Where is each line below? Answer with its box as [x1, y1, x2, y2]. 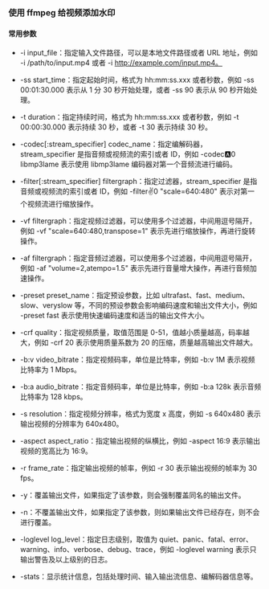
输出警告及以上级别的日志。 [19, 554, 112, 564]
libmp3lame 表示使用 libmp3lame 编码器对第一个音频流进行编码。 [19, 159, 237, 170]
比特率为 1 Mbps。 [19, 365, 82, 374]
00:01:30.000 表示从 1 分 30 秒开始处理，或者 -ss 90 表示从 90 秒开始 [19, 85, 251, 95]
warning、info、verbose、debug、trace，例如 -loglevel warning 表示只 [19, 545, 257, 554]
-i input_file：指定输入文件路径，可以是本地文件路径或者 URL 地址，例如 [19, 48, 259, 58]
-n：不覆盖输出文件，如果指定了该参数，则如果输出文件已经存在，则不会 [19, 508, 260, 517]
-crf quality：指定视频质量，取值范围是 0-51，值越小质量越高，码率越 [19, 328, 251, 337]
